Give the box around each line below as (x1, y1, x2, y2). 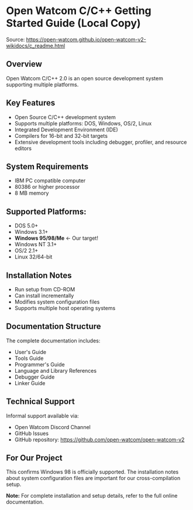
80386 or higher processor (14, 183, 80, 191)
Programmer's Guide (14, 361, 66, 368)
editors (14, 145, 32, 152)
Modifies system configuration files (14, 298, 100, 305)
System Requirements (6, 161, 89, 171)
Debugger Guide (14, 373, 55, 380)
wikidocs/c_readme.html (6, 42, 66, 49)
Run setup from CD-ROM (14, 286, 75, 293)
